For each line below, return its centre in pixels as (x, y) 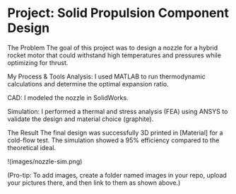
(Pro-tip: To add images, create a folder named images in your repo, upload (117, 175)
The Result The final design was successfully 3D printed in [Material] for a (115, 132)
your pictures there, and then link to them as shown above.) (94, 183)
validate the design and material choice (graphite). (81, 119)
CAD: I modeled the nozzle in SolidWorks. (68, 98)
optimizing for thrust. (38, 62)
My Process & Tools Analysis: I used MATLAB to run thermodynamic (107, 76)
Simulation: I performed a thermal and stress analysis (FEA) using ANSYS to (118, 111)
